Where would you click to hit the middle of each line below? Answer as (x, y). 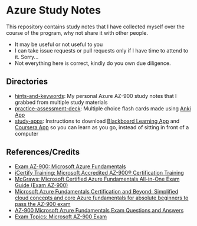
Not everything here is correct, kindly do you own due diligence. (93, 63)
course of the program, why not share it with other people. (77, 32)
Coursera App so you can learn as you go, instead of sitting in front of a (102, 127)
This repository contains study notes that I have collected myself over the (95, 27)
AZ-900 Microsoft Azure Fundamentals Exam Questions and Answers (99, 210)
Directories (27, 82)
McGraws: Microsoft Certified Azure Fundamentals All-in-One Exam (97, 179)
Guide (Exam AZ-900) (41, 185)
